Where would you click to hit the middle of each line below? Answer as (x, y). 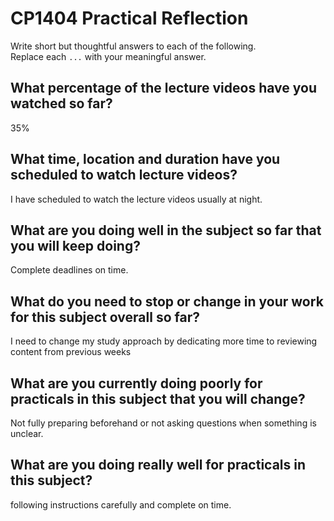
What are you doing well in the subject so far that (166, 230)
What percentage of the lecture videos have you (163, 88)
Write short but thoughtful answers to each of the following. (133, 46)
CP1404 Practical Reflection (129, 18)
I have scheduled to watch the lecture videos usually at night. (136, 199)
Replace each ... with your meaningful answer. (108, 56)
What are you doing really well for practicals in (158, 465)
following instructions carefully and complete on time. (121, 504)
